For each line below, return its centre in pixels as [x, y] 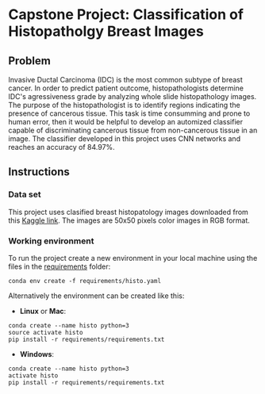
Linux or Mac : [43, 311]
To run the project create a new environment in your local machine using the [133, 258]
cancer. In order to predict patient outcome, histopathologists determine [126, 88]
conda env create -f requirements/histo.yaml [84, 281]
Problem [30, 61]
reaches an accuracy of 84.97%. [61, 147]
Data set [25, 194]
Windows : [36, 354]
